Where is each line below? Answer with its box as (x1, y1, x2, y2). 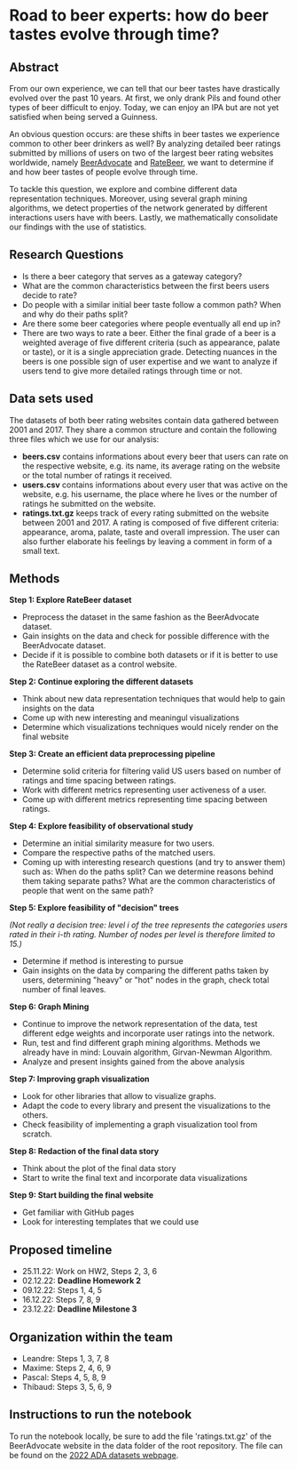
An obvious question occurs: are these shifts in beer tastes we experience (9, 129, 280, 139)
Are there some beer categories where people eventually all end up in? (21, 317, 281, 329)
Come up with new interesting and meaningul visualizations (21, 712, 239, 723)
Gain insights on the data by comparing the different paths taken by (21, 966, 269, 976)
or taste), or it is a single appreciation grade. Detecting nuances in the (21, 346, 277, 357)
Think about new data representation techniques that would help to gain (21, 694, 285, 704)
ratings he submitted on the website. (21, 498, 156, 509)
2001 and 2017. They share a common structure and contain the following (9, 424, 277, 435)
